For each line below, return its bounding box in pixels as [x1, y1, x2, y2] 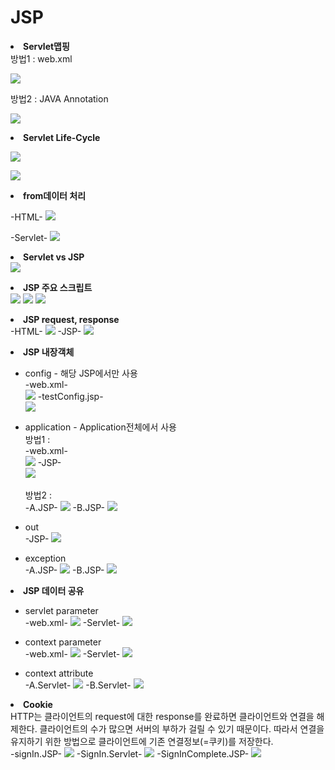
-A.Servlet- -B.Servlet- [24, 679, 132, 691]
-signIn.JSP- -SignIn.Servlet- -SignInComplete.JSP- [10, 747, 250, 760]
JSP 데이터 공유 [23, 584, 85, 596]
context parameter [24, 636, 102, 648]
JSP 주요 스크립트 [23, 281, 93, 293]
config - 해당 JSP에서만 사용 [24, 367, 138, 379]
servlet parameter [24, 604, 99, 616]
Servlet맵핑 [23, 40, 70, 52]
